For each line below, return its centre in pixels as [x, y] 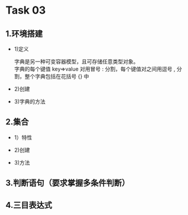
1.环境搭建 [24, 33]
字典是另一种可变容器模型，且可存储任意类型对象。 [76, 62]
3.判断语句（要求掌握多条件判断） [68, 183]
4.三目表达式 [29, 205]
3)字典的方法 [30, 102]
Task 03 [26, 10]
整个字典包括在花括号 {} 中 [57, 76]
